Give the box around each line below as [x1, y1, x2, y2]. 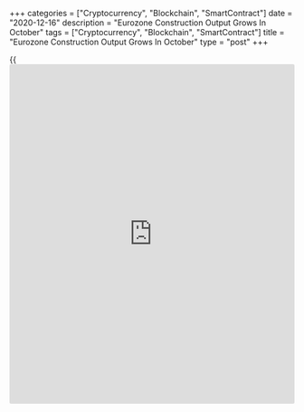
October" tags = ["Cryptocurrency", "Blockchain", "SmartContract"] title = [9, 27, 285, 37]
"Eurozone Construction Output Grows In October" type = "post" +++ [9, 36, 269, 47]
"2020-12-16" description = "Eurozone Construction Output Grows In [9, 17, 267, 28]
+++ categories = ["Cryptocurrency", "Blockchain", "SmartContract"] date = [9, 8, 293, 18]
